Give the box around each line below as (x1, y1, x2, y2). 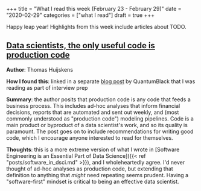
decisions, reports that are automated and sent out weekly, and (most (6, 108, 179, 116)
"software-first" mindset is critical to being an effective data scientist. (6, 178, 179, 185)
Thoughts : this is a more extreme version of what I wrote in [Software (6, 146, 180, 153)
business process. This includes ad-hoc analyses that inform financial (6, 102, 180, 109)
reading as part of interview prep (6, 84, 88, 91)
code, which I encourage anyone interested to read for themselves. (6, 134, 173, 141)
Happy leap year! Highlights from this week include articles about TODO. (6, 23, 187, 30)
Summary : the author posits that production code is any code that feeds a (6, 96, 191, 103)
